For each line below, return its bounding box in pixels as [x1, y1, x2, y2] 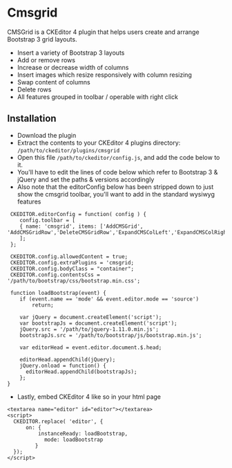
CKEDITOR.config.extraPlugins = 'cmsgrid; [10, 259, 135, 266]
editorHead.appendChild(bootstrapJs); [25, 368, 137, 375]
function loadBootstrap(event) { [10, 289, 107, 296]
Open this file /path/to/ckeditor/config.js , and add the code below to [17, 153, 220, 161]
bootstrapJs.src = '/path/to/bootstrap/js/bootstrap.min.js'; [19, 332, 202, 339]
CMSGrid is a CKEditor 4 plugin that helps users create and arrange [7, 28, 200, 36]
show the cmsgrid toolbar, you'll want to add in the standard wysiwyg [17, 190, 215, 198]
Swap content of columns [17, 78, 91, 86]
